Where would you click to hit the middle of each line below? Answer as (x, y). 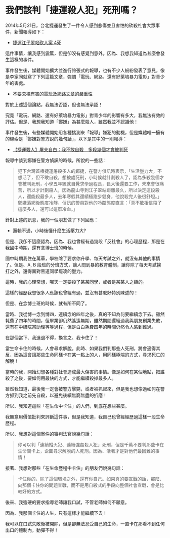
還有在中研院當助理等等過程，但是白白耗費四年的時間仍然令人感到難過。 (80, 327)
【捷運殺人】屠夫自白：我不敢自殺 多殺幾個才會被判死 (70, 149)
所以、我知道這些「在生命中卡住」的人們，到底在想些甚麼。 (67, 406)
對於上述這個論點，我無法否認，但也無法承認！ (54, 104)
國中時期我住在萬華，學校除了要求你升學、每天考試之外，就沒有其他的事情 (83, 258)
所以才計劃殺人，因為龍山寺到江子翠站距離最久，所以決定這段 (91, 190)
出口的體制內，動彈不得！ (32, 530)
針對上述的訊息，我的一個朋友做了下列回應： (52, 220)
